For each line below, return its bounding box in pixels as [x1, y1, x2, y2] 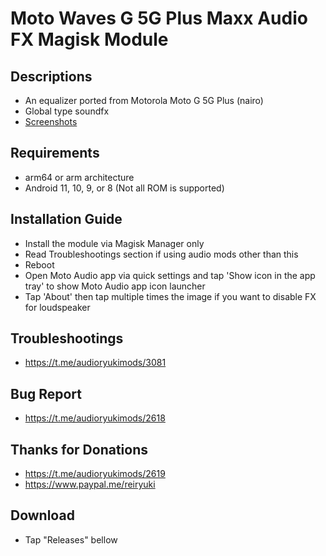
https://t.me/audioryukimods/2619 [24, 468, 166, 480]
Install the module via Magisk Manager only [24, 237, 205, 249]
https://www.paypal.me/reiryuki [24, 478, 156, 491]
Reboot [24, 258, 55, 271]
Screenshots [24, 116, 78, 127]
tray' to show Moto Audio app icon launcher [24, 280, 206, 292]
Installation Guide [10, 211, 123, 228]
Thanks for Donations [10, 441, 148, 458]
